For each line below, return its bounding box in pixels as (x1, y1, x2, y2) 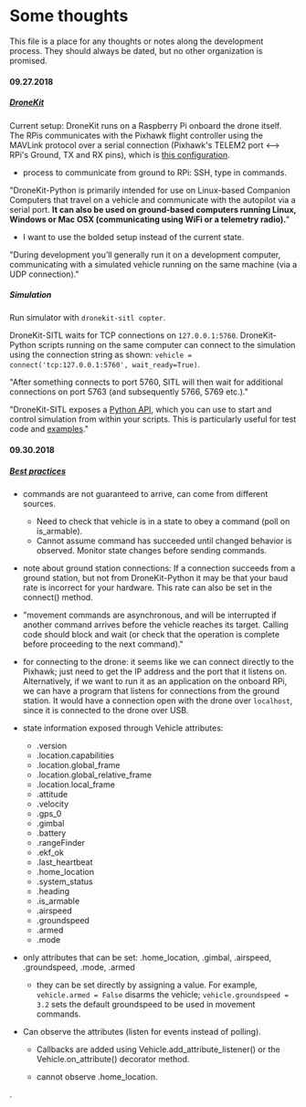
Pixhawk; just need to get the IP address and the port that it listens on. (22, 666, 288, 677)
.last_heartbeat (36, 857, 93, 868)
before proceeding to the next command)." (22, 638, 185, 649)
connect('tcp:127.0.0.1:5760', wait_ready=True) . (9, 359, 201, 370)
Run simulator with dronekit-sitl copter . (9, 312, 166, 323)
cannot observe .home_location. (36, 1071, 158, 1082)
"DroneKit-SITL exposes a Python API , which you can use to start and (9, 404, 272, 416)
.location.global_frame (36, 760, 121, 771)
